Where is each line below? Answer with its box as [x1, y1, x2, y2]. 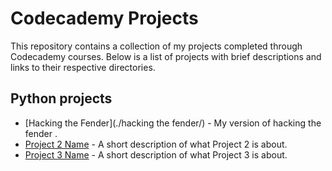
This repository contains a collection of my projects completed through [10, 40, 303, 52]
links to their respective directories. [10, 61, 156, 73]
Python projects [10, 90, 113, 107]
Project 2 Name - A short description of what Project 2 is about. [24, 138, 288, 150]
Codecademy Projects [10, 7, 199, 30]
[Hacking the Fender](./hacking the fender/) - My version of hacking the [24, 117, 322, 129]
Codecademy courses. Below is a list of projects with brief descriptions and [10, 50, 322, 62]
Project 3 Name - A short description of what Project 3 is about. [24, 148, 288, 161]
